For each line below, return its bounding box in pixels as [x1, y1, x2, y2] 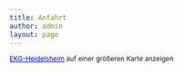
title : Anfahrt [9, 13, 67, 22]
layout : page [9, 30, 59, 39]
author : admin [9, 22, 64, 31]
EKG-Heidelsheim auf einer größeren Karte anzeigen [9, 55, 175, 64]
